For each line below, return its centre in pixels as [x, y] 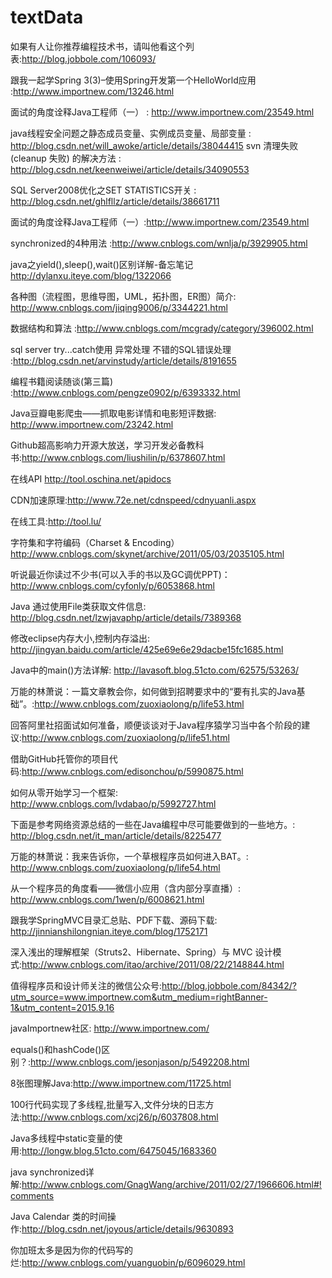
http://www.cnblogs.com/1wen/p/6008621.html [107, 899]
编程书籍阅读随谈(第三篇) [62, 381]
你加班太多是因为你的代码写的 [71, 1250]
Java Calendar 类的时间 [59, 1216]
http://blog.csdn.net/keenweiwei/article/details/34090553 [130, 169]
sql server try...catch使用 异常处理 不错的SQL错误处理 [121, 349]
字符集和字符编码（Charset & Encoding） [95, 542]
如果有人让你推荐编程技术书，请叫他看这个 [98, 46]
